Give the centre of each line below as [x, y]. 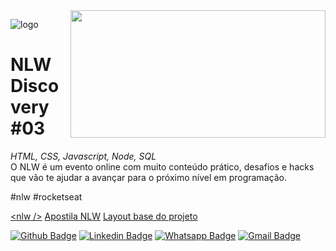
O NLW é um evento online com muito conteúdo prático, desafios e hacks [162, 166]
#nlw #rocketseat [46, 196]
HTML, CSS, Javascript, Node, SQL [83, 156]
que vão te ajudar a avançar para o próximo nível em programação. [148, 177]
